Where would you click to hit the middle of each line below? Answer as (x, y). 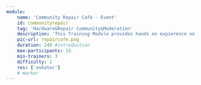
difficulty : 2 (35, 62)
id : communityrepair (43, 23)
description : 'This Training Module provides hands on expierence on (106, 34)
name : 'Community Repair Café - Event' (67, 17)
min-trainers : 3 (38, 56)
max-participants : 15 (44, 51)
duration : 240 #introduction (54, 45)
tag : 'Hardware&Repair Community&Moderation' (75, 28)
